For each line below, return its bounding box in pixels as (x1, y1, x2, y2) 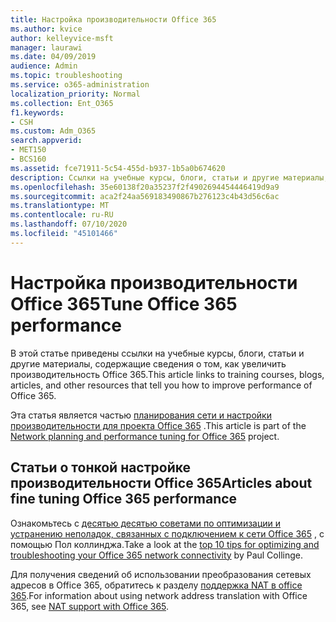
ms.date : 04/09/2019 (10, 52, 97, 62)
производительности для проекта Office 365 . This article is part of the (10, 419, 307, 431)
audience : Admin (10, 61, 78, 71)
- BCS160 (10, 154, 47, 164)
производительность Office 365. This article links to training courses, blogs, (10, 368, 325, 380)
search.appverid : (10, 136, 83, 146)
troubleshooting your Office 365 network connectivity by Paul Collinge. (10, 549, 303, 561)
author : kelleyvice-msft (10, 33, 114, 43)
